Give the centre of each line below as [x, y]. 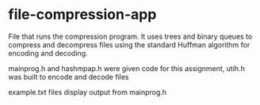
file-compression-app [82, 15]
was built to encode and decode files [69, 77]
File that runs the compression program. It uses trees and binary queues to [130, 36]
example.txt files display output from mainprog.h [88, 92]
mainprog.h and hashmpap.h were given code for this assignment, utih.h [127, 68]
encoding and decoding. [48, 53]
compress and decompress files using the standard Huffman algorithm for [129, 44]
